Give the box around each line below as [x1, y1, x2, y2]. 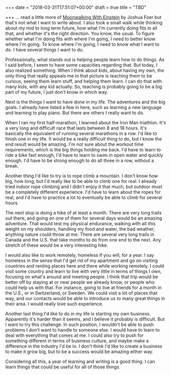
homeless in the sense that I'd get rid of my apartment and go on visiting [5, 257, 158, 263]
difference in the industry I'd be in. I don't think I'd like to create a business [5, 343, 162, 349]
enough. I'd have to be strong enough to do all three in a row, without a [5, 157, 154, 164]
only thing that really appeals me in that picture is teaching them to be [5, 73, 152, 78]
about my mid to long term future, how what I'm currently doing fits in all [5, 25, 157, 31]
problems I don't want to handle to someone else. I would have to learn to [5, 327, 160, 333]
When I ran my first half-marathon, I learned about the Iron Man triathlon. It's [5, 120, 166, 125]
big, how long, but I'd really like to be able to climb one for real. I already [5, 178, 157, 184]
